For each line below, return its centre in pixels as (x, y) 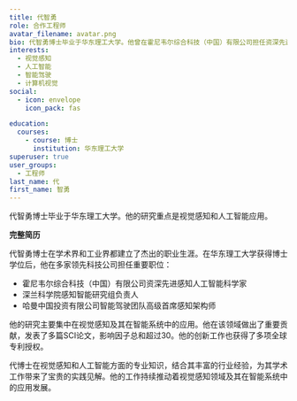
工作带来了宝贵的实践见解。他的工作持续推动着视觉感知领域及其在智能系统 (145, 376)
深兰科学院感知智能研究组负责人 (80, 295)
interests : (29, 50)
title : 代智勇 (33, 17)
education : (29, 124)
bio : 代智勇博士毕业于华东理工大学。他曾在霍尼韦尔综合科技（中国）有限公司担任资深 (144, 42)
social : (23, 91)
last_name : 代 (34, 181)
